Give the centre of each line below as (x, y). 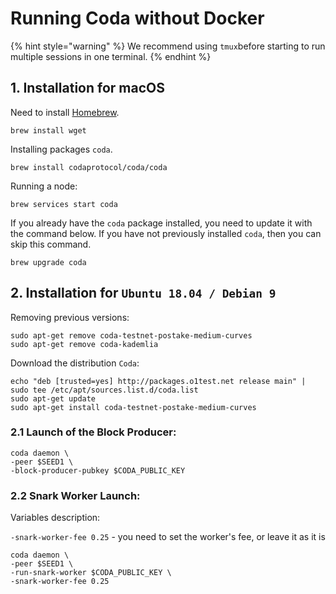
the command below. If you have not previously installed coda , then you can (166, 233)
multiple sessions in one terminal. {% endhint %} (111, 56)
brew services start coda (64, 204)
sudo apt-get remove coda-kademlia (84, 344)
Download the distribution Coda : (75, 363)
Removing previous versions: (70, 317)
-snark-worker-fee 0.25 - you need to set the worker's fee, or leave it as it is (168, 537)
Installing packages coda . (61, 149)
